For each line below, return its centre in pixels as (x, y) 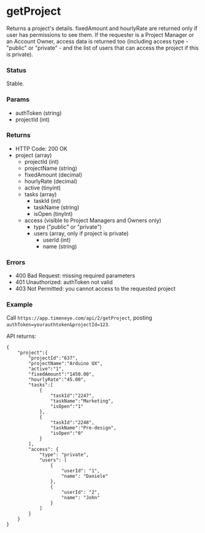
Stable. (15, 83)
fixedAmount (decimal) (53, 174)
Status (16, 70)
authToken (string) (38, 113)
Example (20, 305)
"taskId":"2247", (72, 396)
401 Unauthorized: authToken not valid (64, 282)
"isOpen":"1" (67, 407)
